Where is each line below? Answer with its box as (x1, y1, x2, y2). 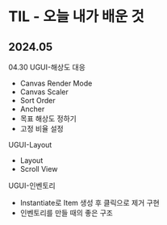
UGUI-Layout (8, 140, 52, 149)
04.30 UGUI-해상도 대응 (8, 62, 86, 72)
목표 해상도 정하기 (19, 114, 77, 123)
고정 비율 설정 (19, 124, 64, 133)
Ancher (19, 104, 45, 114)
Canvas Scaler (19, 87, 69, 97)
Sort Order (19, 96, 56, 105)
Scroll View (19, 165, 58, 173)
